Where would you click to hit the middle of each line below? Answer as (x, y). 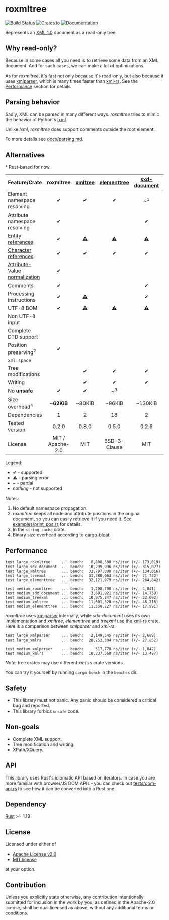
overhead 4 (20, 406)
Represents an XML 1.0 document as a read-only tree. (61, 32)
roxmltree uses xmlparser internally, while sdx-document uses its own (78, 616)
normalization (24, 277)
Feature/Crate (25, 183)
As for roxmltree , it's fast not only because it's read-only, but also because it (84, 76)
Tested (16, 423)
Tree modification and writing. (44, 744)
